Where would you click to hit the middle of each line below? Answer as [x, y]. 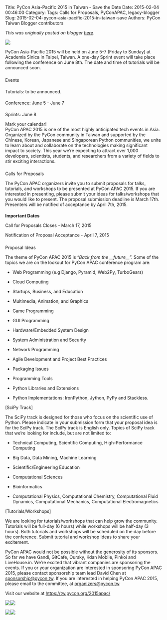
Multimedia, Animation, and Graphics [50, 301]
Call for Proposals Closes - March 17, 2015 [48, 225]
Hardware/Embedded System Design [50, 330]
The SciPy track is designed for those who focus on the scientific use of [79, 417]
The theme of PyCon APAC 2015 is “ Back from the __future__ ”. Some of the [82, 257]
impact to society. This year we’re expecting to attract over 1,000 [72, 150]
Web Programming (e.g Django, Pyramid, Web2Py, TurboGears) [78, 272]
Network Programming [36, 350]
